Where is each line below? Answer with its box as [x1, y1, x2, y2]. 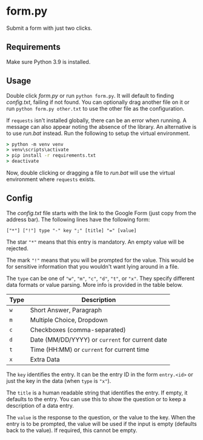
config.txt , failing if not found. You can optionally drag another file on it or [6, 98, 190, 106]
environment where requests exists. [6, 176, 96, 183]
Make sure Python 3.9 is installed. [6, 58, 91, 65]
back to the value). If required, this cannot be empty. [6, 427, 138, 434]
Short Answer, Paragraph [30, 306, 102, 314]
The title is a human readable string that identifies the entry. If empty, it [6, 389, 188, 396]
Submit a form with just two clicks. [6, 24, 93, 32]
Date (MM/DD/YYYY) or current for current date [30, 335, 168, 344]
